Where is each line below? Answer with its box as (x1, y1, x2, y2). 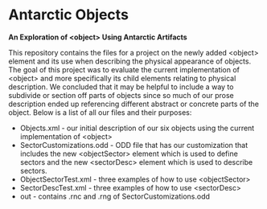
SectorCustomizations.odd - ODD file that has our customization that (19, 140, 249, 150)
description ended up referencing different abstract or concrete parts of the (8, 99, 260, 109)
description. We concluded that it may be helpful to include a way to (8, 82, 234, 92)
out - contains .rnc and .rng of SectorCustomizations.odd (19, 191, 211, 201)
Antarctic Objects (8, 6, 129, 24)
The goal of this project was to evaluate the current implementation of (8, 64, 240, 74)
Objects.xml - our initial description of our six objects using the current (19, 123, 255, 133)
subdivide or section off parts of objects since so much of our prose (8, 90, 235, 100)
